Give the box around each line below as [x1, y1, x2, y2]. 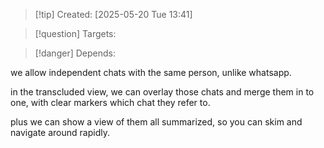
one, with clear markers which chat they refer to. [10, 97, 211, 108]
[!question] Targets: [34, 28, 117, 39]
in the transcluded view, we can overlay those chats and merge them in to [10, 86, 315, 98]
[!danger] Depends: [34, 47, 116, 59]
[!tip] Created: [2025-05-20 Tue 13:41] [34, 9, 193, 20]
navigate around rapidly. [10, 127, 110, 138]
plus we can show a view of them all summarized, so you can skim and [10, 116, 303, 128]
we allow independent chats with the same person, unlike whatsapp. [10, 67, 292, 78]
